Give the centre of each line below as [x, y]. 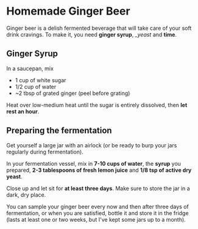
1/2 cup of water [36, 86]
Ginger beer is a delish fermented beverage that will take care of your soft [99, 28]
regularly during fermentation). [45, 152]
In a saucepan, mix [30, 68]
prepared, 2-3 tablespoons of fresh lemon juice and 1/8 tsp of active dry [99, 170]
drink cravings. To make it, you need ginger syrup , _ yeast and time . [92, 34]
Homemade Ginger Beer [68, 11]
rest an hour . [23, 111]
